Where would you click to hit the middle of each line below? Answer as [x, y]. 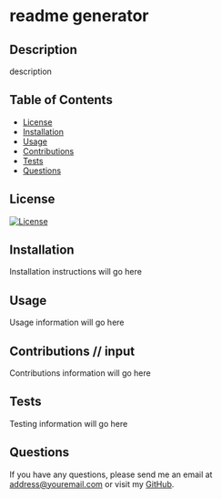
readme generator [79, 16]
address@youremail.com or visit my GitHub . [92, 483]
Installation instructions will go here [76, 272]
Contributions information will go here [81, 373]
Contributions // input [72, 351]
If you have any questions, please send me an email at [111, 474]
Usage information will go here [67, 322]
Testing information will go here [69, 423]
